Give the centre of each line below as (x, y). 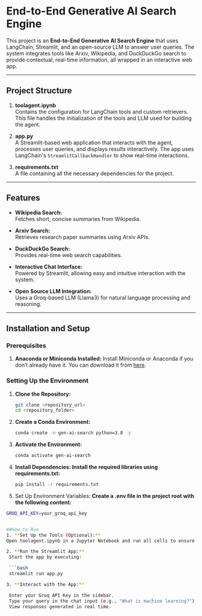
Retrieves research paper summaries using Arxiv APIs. (82, 237)
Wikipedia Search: (38, 213)
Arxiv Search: (32, 231)
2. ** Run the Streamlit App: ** (45, 552)
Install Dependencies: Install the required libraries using (86, 467)
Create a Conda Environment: (53, 422)
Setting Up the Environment (47, 381)
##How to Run (23, 529)
